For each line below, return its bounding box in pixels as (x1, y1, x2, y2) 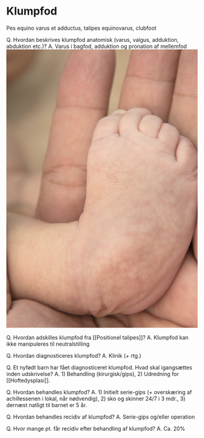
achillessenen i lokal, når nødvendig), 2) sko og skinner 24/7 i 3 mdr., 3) (6, 395, 186, 402)
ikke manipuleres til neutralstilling (6, 340, 90, 347)
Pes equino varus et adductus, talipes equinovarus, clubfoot (6, 24, 157, 32)
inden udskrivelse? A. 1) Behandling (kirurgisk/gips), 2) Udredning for (6, 371, 179, 378)
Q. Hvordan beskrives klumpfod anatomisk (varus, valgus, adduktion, (6, 36, 179, 43)
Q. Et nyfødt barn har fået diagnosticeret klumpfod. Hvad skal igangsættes (6, 364, 192, 371)
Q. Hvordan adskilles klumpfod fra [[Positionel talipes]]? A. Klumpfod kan (6, 334, 189, 341)
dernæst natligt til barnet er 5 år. (6, 402, 87, 409)
